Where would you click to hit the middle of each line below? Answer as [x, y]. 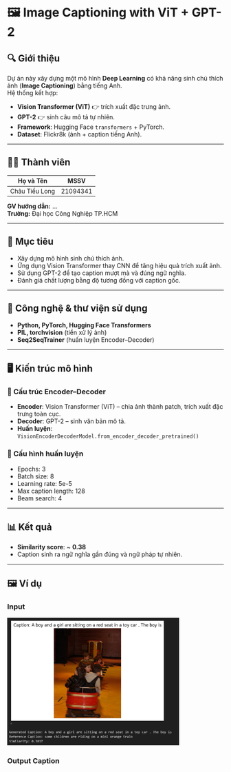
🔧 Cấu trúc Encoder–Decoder [57, 392]
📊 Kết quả [30, 527]
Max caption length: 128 [51, 491]
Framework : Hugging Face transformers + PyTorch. [91, 127]
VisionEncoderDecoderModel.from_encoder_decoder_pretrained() [108, 437]
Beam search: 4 [40, 498]
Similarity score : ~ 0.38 [52, 547]
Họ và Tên [33, 181]
